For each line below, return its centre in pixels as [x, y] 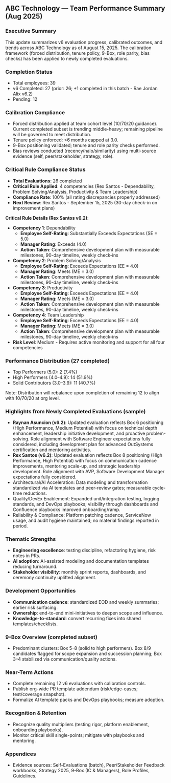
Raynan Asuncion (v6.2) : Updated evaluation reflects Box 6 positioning [88, 422]
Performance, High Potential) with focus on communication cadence [85, 461]
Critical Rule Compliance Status [45, 170]
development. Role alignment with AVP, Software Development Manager [89, 472]
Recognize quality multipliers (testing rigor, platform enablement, [81, 724]
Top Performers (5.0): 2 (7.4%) [45, 372]
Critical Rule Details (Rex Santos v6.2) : [47, 218]
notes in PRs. [27, 556]
